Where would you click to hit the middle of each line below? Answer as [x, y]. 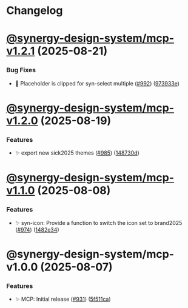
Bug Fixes [21, 70]
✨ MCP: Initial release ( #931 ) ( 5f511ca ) [63, 299]
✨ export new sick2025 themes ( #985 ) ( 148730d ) [77, 153]
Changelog [35, 11]
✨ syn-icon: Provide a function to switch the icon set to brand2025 [99, 223]
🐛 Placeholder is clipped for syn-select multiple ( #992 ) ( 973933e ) [97, 83]
